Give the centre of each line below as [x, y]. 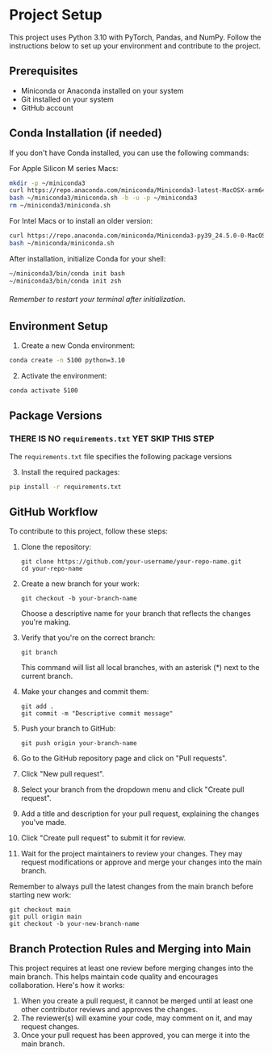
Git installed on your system [67, 99]
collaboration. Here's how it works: [67, 986]
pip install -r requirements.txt [65, 487]
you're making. [46, 622]
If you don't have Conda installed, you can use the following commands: [129, 153]
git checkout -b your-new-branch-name [74, 924]
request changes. [50, 1027]
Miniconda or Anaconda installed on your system [102, 90]
